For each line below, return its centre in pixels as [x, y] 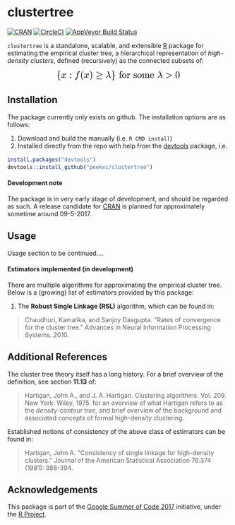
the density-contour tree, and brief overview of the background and [123, 410]
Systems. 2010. [47, 335]
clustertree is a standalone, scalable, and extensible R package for [106, 45]
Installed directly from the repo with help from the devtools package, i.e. [122, 146]
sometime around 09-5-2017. [49, 213]
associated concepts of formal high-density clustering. [104, 418]
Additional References [58, 357]
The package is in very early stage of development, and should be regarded [117, 199]
